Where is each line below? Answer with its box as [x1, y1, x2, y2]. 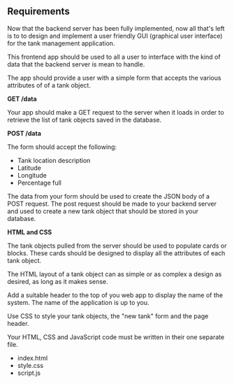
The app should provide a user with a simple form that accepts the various [7, 73, 221, 82]
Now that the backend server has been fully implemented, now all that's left [7, 24, 225, 32]
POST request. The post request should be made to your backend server [7, 199, 217, 208]
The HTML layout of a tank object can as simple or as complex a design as [7, 269, 222, 278]
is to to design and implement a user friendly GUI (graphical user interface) [7, 31, 223, 40]
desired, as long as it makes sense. [7, 277, 108, 285]
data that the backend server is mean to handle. [7, 59, 145, 69]
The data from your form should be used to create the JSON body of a [7, 192, 210, 200]
